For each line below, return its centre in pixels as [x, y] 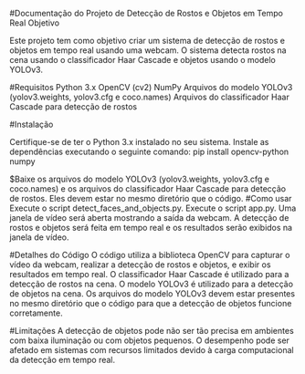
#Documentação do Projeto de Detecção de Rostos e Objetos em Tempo [146, 13]
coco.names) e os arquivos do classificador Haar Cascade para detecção [148, 189]
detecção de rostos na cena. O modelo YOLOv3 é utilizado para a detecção [152, 284]
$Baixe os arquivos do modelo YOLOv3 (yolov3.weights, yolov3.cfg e [139, 179]
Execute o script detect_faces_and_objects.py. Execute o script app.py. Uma [153, 208]
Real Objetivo [35, 23]
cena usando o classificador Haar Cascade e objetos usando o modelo [142, 60]
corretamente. [36, 313]
